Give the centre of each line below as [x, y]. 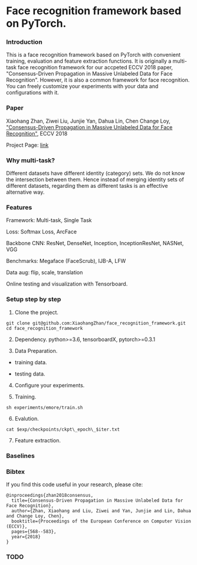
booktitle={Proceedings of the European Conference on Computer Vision [101, 521]
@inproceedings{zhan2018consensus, [50, 495]
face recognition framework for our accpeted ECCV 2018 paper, [95, 68]
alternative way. [25, 192]
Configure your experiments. [50, 385]
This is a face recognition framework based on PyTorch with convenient [93, 55]
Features [19, 207]
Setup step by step [34, 299]
